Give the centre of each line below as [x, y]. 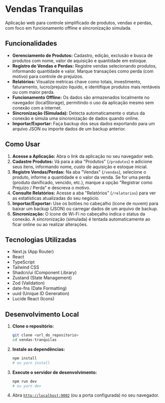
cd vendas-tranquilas [34, 340]
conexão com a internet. [37, 108]
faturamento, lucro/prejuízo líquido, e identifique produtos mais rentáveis [86, 87]
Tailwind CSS [26, 267]
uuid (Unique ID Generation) [41, 293]
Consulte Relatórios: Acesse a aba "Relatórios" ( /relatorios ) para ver [84, 193]
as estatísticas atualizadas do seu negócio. [56, 198]
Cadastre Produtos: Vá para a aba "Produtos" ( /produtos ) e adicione [82, 161]
